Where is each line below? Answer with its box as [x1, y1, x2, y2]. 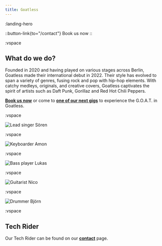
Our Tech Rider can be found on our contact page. [5, 235, 108, 242]
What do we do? [5, 54, 56, 63]
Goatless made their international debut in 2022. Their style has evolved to [5, 72, 157, 78]
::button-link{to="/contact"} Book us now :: [5, 30, 93, 36]
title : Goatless [5, 7, 38, 12]
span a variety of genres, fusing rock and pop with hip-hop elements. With [5, 77, 157, 84]
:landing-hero [5, 21, 33, 27]
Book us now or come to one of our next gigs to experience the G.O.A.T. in [5, 98, 158, 104]
